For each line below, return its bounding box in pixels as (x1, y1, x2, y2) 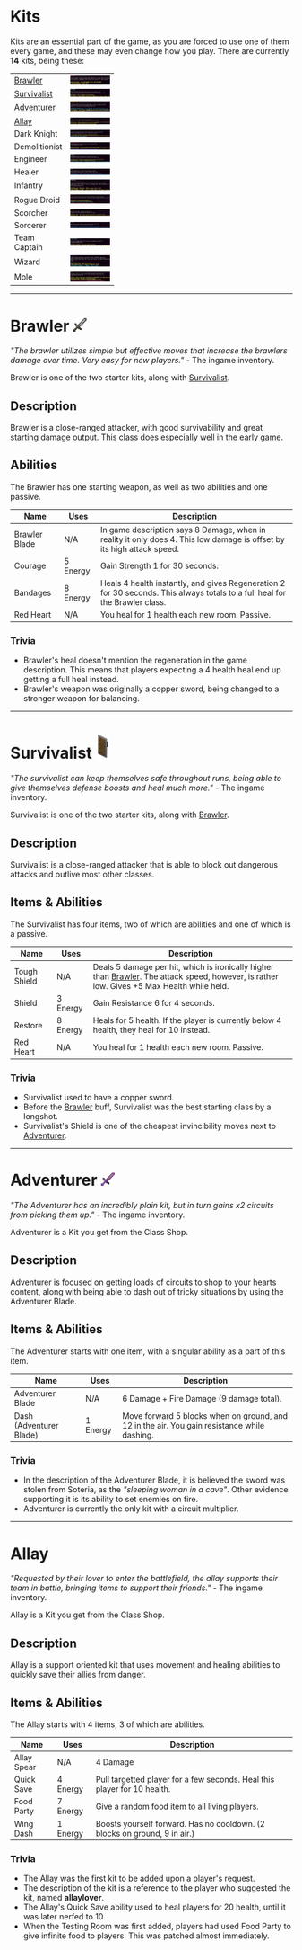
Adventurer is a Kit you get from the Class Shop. (10, 1227, 189, 1238)
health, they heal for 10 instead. (92, 1025, 211, 1036)
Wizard (13, 256, 41, 267)
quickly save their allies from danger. (10, 1670, 146, 1680)
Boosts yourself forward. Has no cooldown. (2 (95, 1818, 265, 1829)
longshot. (22, 1111, 59, 1122)
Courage (13, 560, 47, 572)
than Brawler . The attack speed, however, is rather (92, 971, 279, 982)
